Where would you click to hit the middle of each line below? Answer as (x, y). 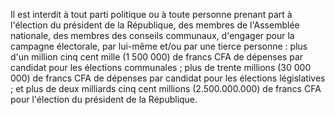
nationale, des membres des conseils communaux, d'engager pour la (152, 35)
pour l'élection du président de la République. (104, 99)
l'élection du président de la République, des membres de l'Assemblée (155, 25)
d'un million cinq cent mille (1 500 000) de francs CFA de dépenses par (157, 57)
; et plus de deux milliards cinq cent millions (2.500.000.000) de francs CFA (166, 88)
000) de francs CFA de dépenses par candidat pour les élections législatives (168, 78)
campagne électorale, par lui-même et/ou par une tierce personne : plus (159, 46)
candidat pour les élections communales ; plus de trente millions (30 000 (161, 67)
